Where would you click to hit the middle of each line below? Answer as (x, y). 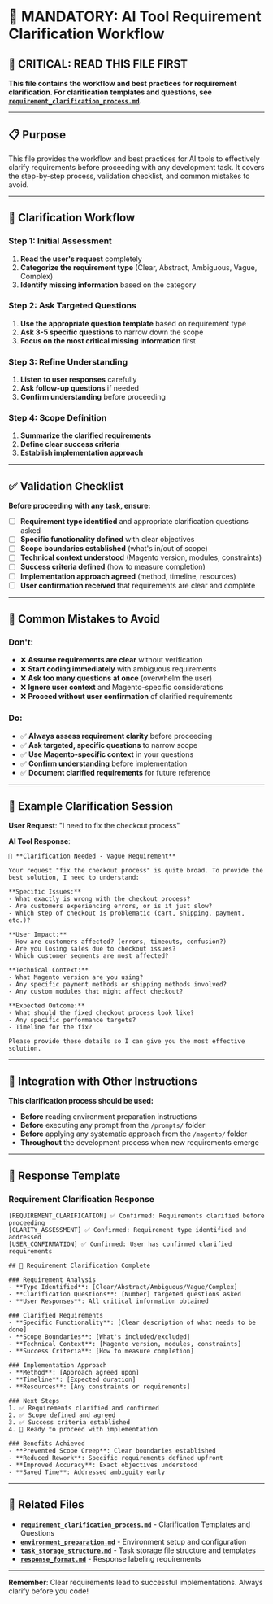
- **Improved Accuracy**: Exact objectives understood (103, 1465)
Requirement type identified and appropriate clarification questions (134, 522)
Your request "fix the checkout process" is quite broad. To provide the (136, 871)
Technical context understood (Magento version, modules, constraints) (141, 557)
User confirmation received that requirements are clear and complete (138, 585)
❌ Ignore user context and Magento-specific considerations (121, 688)
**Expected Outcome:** (47, 1006)
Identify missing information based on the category (108, 285)
